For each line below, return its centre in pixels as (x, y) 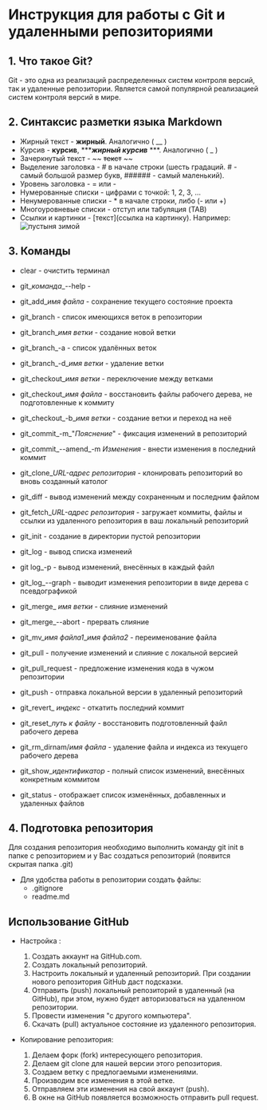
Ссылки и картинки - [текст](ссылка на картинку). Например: (125, 218)
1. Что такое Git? (51, 61)
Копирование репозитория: (67, 1040)
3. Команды (39, 252)
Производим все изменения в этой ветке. (103, 1080)
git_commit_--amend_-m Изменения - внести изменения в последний (138, 449)
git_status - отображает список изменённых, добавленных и (123, 794)
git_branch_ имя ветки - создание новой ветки (98, 332)
